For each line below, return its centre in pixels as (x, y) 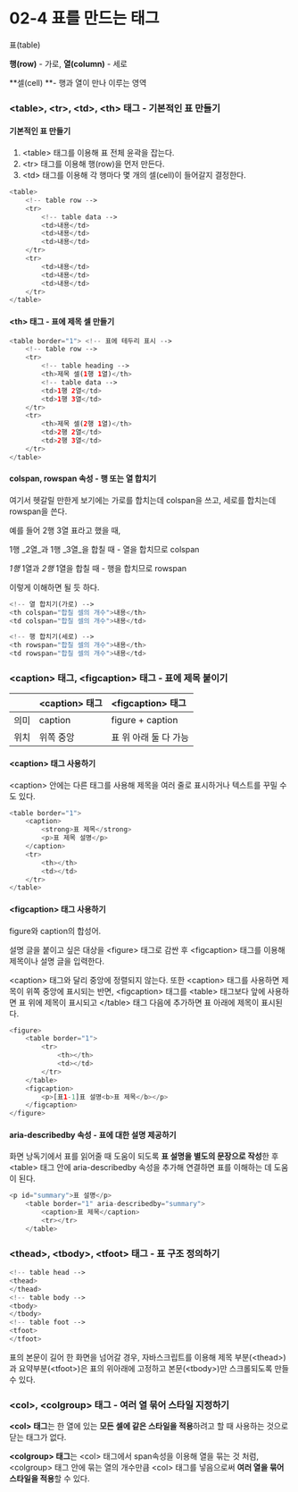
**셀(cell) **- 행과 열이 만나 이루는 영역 (78, 82)
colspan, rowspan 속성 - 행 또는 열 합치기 (83, 478)
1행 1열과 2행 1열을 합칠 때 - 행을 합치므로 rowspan (98, 568)
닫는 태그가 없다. (38, 1437)
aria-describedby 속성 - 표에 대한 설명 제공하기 (93, 1134)
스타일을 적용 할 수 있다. (50, 1479)
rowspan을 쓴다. (38, 511)
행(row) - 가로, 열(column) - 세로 (68, 63)
